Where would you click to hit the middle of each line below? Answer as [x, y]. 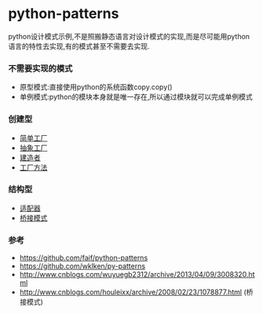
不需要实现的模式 [40, 68]
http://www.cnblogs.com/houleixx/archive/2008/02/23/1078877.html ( [133, 292]
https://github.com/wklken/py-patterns [82, 266]
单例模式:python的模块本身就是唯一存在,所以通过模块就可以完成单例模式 [136, 97]
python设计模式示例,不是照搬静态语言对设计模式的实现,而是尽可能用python [129, 36]
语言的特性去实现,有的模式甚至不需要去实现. [79, 46]
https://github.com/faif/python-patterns [84, 258]
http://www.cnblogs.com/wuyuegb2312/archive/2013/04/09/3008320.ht [137, 275]
